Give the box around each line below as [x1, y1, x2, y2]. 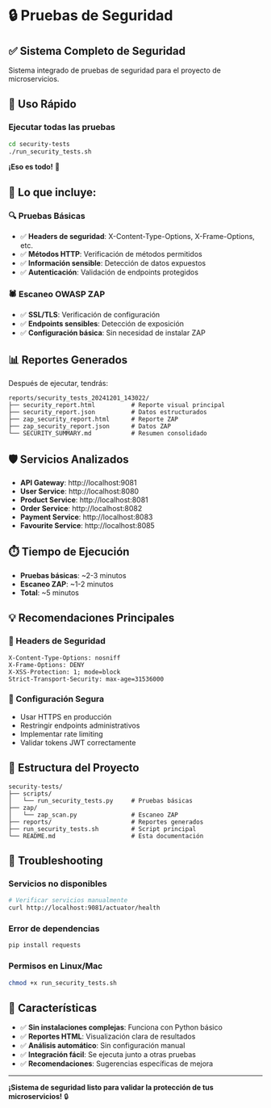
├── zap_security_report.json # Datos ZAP [8, 422, 172, 430]
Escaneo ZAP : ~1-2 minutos [19, 579, 115, 589]
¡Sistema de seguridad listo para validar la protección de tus [8, 1083, 214, 1093]
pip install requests [8, 942, 81, 950]
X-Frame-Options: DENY [8, 661, 85, 669]
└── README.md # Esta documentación [8, 832, 204, 840]
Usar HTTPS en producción [19, 711, 112, 721]
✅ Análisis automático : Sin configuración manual [19, 1041, 186, 1051]
